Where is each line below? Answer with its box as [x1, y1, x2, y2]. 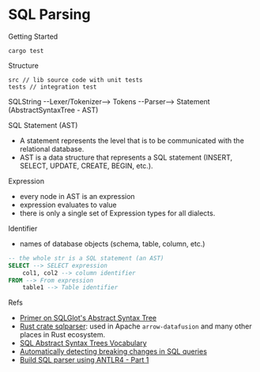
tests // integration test [8, 83, 97, 91]
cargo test [8, 47, 44, 54]
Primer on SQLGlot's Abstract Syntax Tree [19, 314, 156, 323]
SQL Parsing [8, 6, 91, 24]
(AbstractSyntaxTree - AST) [8, 105, 99, 115]
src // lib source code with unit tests [8, 76, 144, 84]
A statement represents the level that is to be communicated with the [19, 136, 245, 145]
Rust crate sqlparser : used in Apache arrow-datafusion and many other [19, 321, 253, 331]
